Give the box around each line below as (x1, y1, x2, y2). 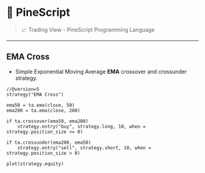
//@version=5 (6, 86, 40, 92)
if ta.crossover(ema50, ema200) (6, 118, 88, 124)
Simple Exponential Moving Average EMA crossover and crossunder (15, 68, 187, 75)
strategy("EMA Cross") (6, 91, 64, 97)
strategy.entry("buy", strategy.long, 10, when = (17, 123, 146, 130)
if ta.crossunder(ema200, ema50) (6, 139, 92, 146)
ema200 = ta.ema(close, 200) (6, 107, 81, 113)
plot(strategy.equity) (6, 161, 64, 167)
